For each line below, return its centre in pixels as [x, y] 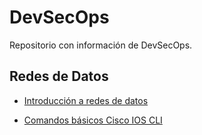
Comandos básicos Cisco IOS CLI [93, 120]
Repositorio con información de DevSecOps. [101, 45]
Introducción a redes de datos [86, 100]
